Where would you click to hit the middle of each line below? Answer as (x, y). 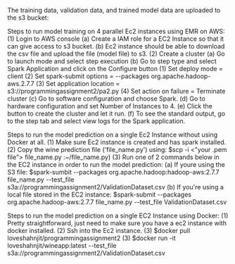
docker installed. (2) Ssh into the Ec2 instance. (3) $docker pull (99, 231)
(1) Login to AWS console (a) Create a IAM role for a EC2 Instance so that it (115, 39)
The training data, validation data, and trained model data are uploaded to (114, 10)
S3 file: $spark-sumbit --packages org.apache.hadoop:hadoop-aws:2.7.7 (113, 172)
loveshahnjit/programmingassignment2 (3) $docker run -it (91, 238)
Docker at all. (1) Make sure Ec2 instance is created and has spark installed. (117, 142)
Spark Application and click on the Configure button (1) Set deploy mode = (115, 69)
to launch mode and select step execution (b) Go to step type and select (112, 61)
